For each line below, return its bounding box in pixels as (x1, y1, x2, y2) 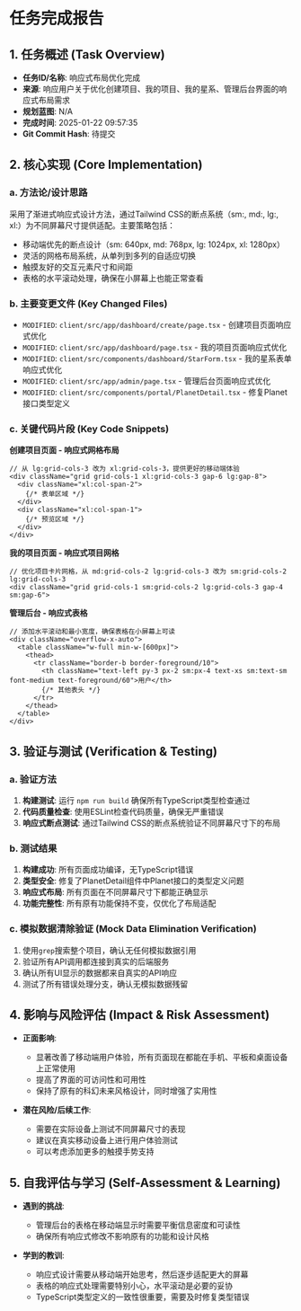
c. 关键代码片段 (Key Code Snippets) (9, 422, 169, 435)
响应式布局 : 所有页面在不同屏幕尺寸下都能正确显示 (22, 887, 208, 898)
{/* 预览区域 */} (25, 515, 85, 524)
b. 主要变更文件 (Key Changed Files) (9, 297, 168, 310)
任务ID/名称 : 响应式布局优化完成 (22, 73, 141, 83)
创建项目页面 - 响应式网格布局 (9, 445, 120, 456)
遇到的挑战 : (22, 1200, 65, 1211)
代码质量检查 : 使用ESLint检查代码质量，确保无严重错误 (22, 806, 225, 817)
